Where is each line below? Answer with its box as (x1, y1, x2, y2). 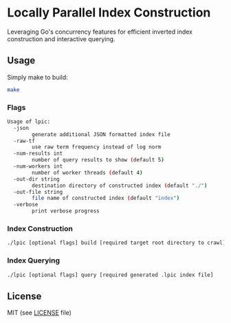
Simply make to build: (7, 73, 69, 81)
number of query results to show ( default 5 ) (32, 157, 165, 164)
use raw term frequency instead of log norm (32, 144, 162, 151)
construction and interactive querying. (7, 34, 115, 43)
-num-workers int (13, 163, 63, 170)
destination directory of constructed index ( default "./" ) (32, 182, 208, 189)
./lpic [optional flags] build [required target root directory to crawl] (7, 239, 226, 247)
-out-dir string (13, 175, 60, 183)
